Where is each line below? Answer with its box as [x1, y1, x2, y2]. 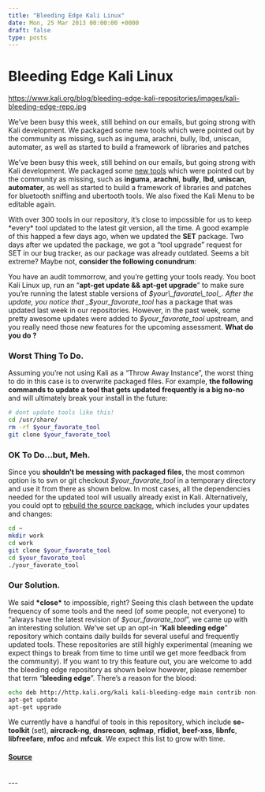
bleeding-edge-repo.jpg [8, 102, 87, 111]
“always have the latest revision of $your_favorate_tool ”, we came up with [8, 615, 248, 624]
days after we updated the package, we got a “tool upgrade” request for [8, 240, 243, 249]
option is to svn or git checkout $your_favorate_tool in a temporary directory [8, 476, 256, 485]
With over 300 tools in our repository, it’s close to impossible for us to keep [8, 215, 252, 225]
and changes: [8, 510, 53, 519]
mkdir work [8, 532, 44, 540]
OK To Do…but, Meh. [8, 449, 91, 460]
